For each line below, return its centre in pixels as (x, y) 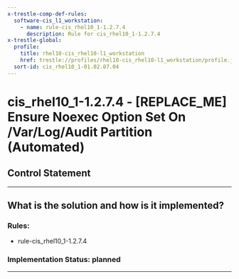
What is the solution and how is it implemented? (116, 206)
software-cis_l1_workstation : (58, 21)
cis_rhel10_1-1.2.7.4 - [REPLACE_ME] (117, 102)
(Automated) (46, 147)
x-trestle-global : (34, 40)
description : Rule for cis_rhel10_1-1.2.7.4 (93, 34)
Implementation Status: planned (64, 260)
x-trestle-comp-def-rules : (47, 14)
